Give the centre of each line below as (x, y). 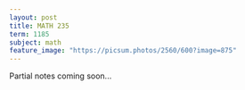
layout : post (33, 17)
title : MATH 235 (39, 26)
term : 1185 (29, 34)
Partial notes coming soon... (61, 76)
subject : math (36, 42)
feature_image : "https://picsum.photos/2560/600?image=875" (123, 51)
